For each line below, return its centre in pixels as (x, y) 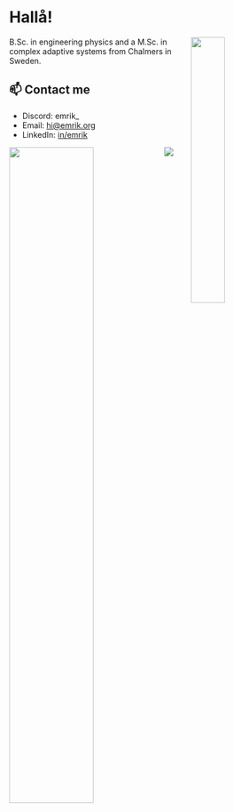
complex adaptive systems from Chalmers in (90, 51)
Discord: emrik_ (51, 116)
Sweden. (25, 60)
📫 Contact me (50, 90)
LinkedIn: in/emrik (55, 134)
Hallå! (31, 17)
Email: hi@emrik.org (58, 125)
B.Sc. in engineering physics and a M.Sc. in (88, 42)
